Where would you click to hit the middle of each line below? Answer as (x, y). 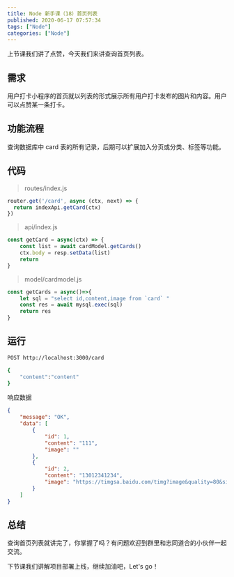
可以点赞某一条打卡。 (38, 105)
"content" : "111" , (71, 443)
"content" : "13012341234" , (84, 476)
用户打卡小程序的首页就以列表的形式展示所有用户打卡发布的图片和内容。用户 (117, 96)
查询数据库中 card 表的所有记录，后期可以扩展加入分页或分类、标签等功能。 (116, 146)
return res (36, 311)
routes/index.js (46, 188)
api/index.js (41, 227)
